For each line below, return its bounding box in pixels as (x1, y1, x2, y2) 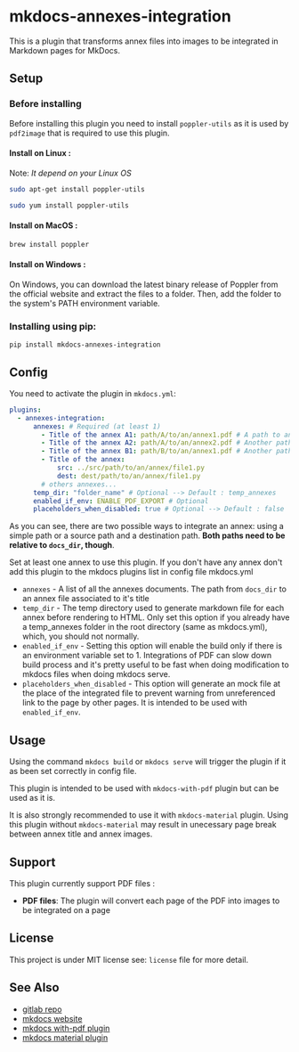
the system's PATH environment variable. (9, 298, 160, 308)
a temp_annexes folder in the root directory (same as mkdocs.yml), (21, 622, 268, 632)
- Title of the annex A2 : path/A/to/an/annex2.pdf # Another (41, 438, 273, 447)
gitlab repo (21, 1004, 62, 1015)
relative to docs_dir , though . (9, 540, 115, 550)
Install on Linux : (9, 148, 71, 159)
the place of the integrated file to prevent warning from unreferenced (21, 688, 276, 698)
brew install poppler (9, 240, 90, 249)
